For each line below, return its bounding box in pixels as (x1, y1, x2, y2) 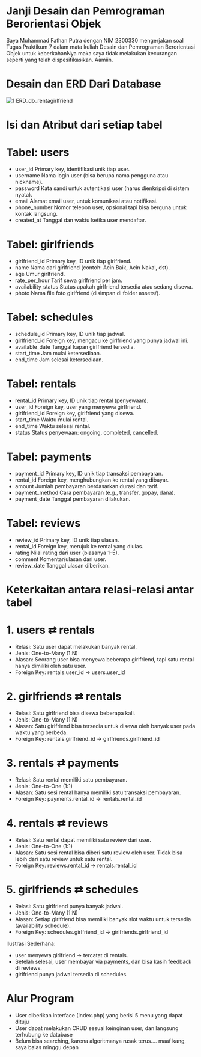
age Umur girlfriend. (14, 270, 65, 277)
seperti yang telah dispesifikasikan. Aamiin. (6, 56, 113, 63)
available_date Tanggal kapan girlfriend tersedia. (14, 343, 136, 350)
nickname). (14, 179, 43, 185)
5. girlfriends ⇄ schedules (6, 883, 139, 896)
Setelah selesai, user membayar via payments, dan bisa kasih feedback (14, 958, 192, 965)
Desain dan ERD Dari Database (6, 77, 161, 91)
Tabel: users (6, 146, 70, 159)
